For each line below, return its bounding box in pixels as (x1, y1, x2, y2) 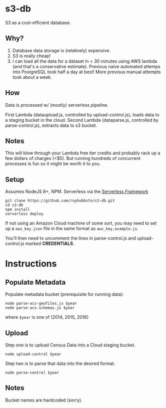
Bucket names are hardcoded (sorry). (5, 397, 82, 403)
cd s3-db (5, 202, 23, 208)
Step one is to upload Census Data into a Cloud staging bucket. (5, 342, 136, 348)
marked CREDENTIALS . (25, 241, 74, 247)
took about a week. (12, 74, 52, 80)
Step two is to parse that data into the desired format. (5, 360, 115, 366)
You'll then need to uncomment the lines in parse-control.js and (5, 235, 136, 241)
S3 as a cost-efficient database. (5, 20, 71, 26)
